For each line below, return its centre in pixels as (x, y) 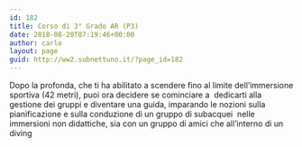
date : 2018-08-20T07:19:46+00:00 (72, 34)
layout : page (34, 51)
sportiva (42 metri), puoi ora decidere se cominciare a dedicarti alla (136, 95)
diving (21, 133)
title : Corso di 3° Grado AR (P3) (74, 26)
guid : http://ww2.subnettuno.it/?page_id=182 (96, 60)
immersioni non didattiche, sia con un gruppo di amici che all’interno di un (146, 124)
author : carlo (36, 43)
